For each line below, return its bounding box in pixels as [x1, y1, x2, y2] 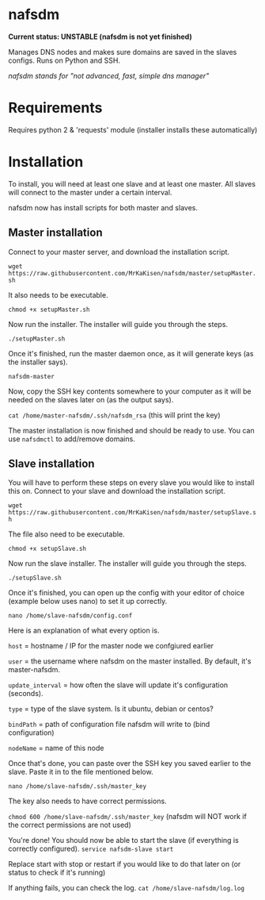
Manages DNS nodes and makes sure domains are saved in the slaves [8, 47, 237, 56]
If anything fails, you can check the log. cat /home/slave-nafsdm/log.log [8, 883, 245, 893]
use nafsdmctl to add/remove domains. [8, 434, 136, 444]
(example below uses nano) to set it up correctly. [8, 597, 168, 606]
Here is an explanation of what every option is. [8, 625, 160, 636]
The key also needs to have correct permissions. [8, 796, 168, 806]
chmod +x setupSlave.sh [8, 545, 87, 553]
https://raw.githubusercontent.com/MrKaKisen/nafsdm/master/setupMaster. [8, 269, 257, 277]
